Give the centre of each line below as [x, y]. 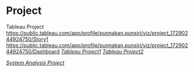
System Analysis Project [35, 63]
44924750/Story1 [27, 39]
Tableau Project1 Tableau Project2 [103, 51]
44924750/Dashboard [33, 51]
